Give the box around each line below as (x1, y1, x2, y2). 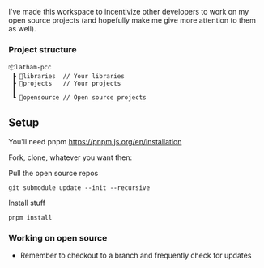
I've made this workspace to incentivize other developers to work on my (8, 7, 249, 16)
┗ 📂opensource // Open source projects (11, 94, 147, 102)
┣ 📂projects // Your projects (11, 80, 121, 88)
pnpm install (8, 214, 53, 222)
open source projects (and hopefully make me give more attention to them (8, 15, 257, 25)
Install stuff (8, 198, 46, 208)
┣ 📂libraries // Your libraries (11, 73, 126, 81)
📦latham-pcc (8, 64, 52, 72)
